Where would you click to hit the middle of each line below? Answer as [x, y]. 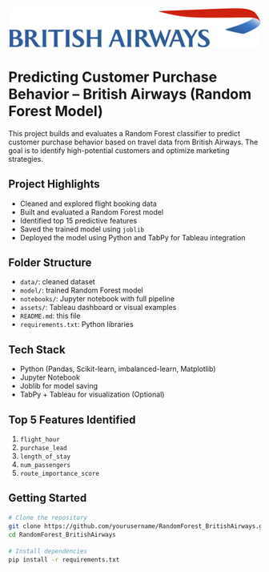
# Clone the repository [48, 518]
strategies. [26, 159]
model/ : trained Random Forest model [82, 290]
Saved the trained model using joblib [82, 229]
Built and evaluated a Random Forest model [92, 211]
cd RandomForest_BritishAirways [62, 534]
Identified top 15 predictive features [78, 220]
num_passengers [45, 465]
